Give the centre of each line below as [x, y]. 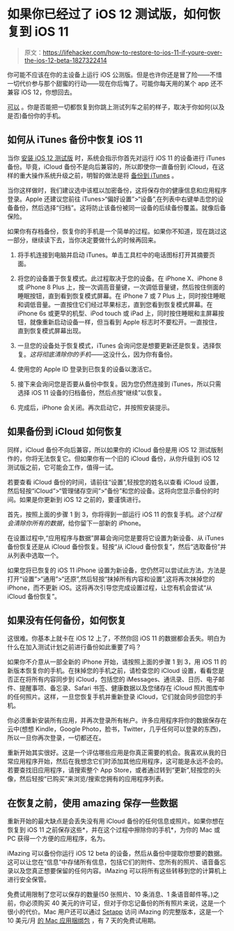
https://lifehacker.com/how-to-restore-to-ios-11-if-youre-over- [133, 52]
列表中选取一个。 [38, 555]
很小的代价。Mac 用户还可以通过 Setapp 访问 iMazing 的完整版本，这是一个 [116, 912]
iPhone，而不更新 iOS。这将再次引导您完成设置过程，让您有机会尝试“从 [110, 588]
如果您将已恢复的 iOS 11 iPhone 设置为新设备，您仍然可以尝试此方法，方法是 [117, 570]
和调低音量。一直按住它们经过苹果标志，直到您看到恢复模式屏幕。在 [115, 304]
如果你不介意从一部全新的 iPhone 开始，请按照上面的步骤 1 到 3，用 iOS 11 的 [117, 662]
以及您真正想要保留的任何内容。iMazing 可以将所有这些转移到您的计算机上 [120, 871]
